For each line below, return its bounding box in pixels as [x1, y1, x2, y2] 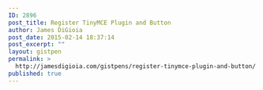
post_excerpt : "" [8, 41, 66, 49]
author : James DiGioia [8, 26, 83, 34]
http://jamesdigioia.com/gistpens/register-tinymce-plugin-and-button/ [15, 63, 257, 70]
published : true [8, 70, 62, 77]
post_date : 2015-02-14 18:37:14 [8, 33, 115, 41]
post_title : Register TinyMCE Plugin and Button [8, 19, 171, 27]
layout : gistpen [8, 48, 62, 56]
